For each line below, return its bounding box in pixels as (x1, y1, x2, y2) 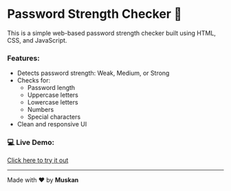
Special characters (27, 113, 81, 121)
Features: (7, 53, 40, 63)
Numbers (27, 106, 54, 114)
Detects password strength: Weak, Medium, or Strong (16, 69, 170, 78)
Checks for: (16, 76, 50, 85)
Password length (27, 84, 76, 92)
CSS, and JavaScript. (7, 36, 67, 44)
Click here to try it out (7, 156, 69, 164)
